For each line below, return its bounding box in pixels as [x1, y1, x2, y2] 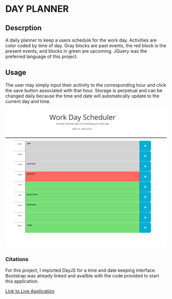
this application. [5, 278, 39, 285]
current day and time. [5, 98, 51, 104]
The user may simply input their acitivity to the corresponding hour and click [5, 82, 166, 88]
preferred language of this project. [5, 53, 78, 59]
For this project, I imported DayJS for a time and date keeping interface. [5, 267, 156, 273]
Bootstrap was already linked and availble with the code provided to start [5, 273, 160, 279]
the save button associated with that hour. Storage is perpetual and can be [5, 87, 163, 93]
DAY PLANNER [5, 3, 69, 15]
